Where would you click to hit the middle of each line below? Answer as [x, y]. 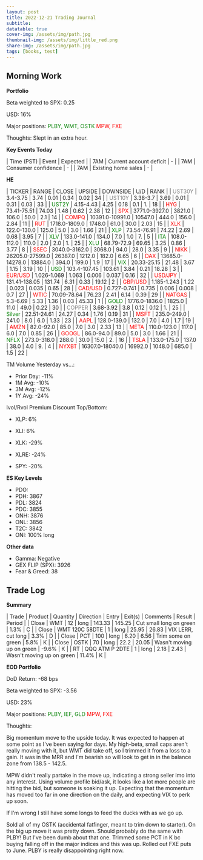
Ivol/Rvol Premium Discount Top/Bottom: [57, 407]
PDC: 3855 [28, 509]
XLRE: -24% [30, 454]
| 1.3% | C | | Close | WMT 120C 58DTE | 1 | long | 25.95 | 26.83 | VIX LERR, [100, 630]
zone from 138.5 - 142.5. [37, 763]
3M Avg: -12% [33, 389]
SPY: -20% [29, 466]
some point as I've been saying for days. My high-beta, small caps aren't [97, 744]
